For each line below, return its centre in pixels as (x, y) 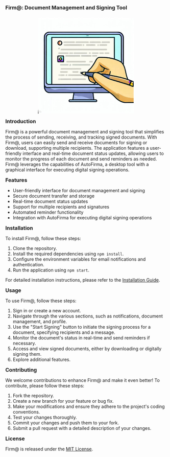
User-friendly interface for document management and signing (79, 190)
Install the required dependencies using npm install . (68, 254)
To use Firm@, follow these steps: (41, 301)
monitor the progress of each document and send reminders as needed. (81, 158)
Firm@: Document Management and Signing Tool (66, 8)
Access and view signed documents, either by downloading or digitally (87, 349)
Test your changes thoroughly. (45, 417)
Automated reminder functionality (48, 212)
